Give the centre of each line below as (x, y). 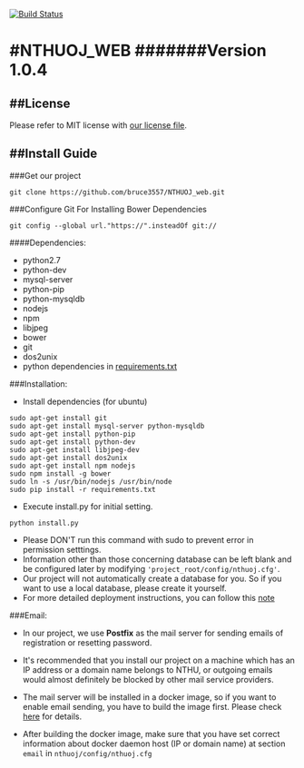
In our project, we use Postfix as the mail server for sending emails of (153, 633)
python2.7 (41, 260)
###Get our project (45, 175)
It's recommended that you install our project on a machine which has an (158, 660)
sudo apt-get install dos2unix (69, 458)
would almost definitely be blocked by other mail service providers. (148, 679)
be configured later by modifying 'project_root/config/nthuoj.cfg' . (151, 568)
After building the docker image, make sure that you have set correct (151, 734)
